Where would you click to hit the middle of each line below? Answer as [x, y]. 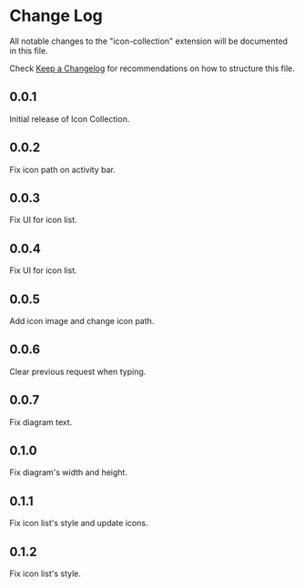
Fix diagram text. [41, 422]
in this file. [29, 50]
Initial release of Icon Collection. [70, 118]
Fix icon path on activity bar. [62, 169]
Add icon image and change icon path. [82, 321]
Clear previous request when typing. [78, 371]
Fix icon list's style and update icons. [79, 523]
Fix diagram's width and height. [68, 472]
